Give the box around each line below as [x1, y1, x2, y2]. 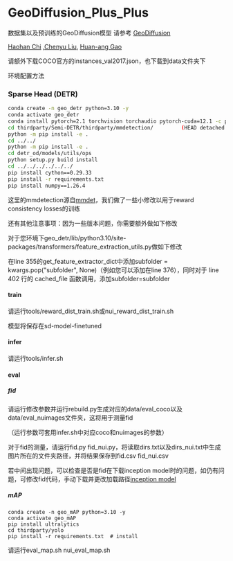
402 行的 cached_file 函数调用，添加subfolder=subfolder [8, 274, 170, 283]
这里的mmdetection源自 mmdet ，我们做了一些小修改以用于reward [8, 195, 194, 204]
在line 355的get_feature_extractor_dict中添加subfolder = [8, 257, 169, 265]
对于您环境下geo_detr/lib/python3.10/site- [8, 233, 127, 242]
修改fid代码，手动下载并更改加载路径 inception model [26, 474, 176, 483]
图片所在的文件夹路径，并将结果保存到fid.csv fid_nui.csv [8, 452, 169, 460]
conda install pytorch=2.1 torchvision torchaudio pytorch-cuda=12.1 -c [8, 118, 222, 125]
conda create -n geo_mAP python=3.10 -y [8, 508, 127, 515]
